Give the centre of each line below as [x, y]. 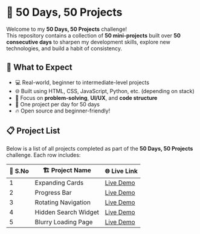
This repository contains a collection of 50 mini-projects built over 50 [94, 35]
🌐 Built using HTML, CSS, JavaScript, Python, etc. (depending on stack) [105, 91]
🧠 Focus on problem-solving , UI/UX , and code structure [86, 98]
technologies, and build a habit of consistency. [64, 48]
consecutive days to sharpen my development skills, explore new [88, 42]
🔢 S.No [19, 171]
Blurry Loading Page [64, 222]
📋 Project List [33, 131]
